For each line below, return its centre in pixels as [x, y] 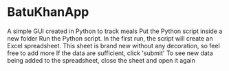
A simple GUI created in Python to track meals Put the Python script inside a [115, 31]
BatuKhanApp [48, 12]
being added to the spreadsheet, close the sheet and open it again [101, 60]
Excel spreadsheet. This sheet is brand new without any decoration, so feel [113, 45]
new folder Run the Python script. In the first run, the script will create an [110, 38]
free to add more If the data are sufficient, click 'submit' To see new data [110, 53]
